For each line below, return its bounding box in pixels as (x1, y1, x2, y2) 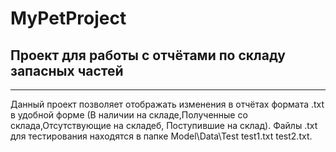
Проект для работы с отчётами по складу (10, 47, 286, 64)
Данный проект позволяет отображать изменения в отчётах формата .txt (10, 98, 325, 110)
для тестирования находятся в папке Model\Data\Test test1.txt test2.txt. (10, 130, 313, 142)
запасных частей (10, 62, 124, 79)
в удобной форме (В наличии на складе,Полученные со (10, 109, 248, 121)
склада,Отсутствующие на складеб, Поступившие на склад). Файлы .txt (10, 120, 318, 131)
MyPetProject (10, 7, 127, 30)
